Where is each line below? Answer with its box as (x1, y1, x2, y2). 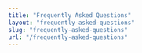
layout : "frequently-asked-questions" (8, 19, 135, 26)
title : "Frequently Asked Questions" (8, 11, 132, 19)
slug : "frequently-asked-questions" (8, 26, 128, 34)
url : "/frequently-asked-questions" (8, 33, 128, 41)
